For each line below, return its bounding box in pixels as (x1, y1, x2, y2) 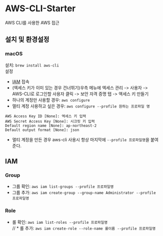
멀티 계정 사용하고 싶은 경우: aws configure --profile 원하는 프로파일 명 (12, 103, 150, 109)
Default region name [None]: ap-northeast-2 (5, 123, 97, 128)
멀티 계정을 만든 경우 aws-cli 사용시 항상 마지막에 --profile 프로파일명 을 (12, 136, 150, 142)
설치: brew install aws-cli (5, 62, 59, 68)
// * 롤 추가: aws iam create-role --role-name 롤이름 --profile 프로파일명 (12, 225, 156, 231)
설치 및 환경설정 (5, 35, 50, 44)
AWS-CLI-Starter (5, 3, 76, 14)
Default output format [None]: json (5, 128, 79, 132)
